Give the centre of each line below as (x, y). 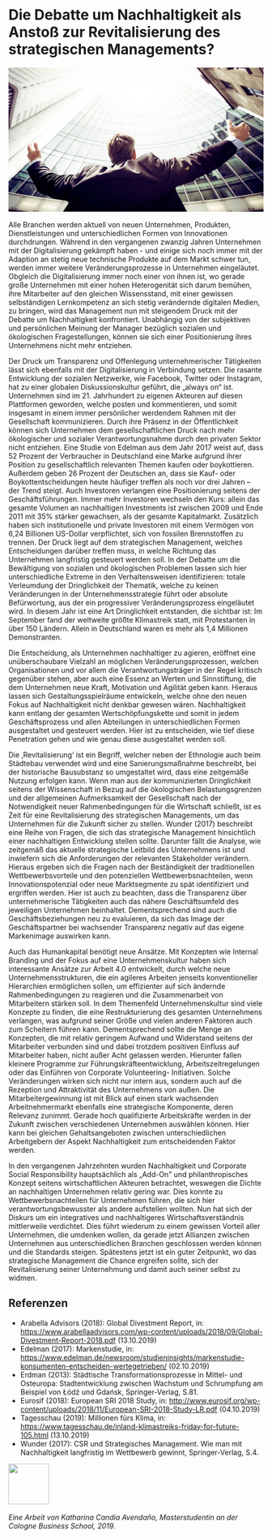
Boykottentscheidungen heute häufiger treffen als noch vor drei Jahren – (130, 481)
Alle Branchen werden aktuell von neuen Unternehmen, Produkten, (120, 224)
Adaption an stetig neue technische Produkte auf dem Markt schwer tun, (130, 259)
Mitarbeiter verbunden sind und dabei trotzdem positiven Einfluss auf (124, 1046)
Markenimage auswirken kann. (59, 936)
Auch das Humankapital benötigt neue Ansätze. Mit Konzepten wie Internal (133, 951)
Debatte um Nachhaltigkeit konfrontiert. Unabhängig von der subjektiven (130, 319)
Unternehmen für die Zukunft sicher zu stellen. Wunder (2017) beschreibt (131, 823)
